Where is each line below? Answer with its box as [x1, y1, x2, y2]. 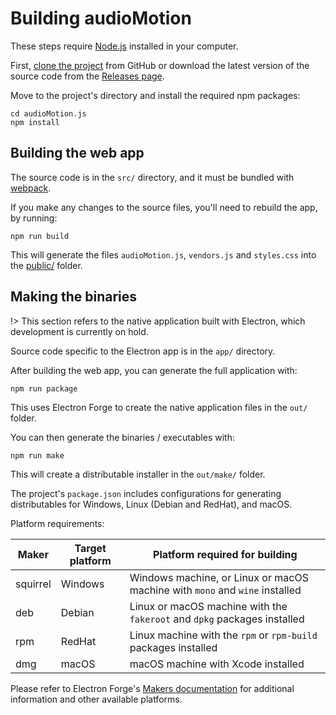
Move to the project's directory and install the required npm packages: [10, 89, 301, 101]
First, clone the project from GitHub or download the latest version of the [10, 59, 310, 71]
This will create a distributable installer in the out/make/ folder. [10, 468, 266, 480]
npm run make [10, 450, 65, 461]
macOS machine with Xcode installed [129, 657, 305, 671]
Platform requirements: [10, 517, 105, 529]
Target [74, 541, 107, 555]
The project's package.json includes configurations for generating [10, 487, 282, 499]
